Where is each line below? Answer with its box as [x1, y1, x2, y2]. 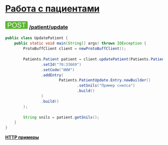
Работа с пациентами [5, 3, 100, 14]
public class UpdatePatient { [5, 35, 68, 40]
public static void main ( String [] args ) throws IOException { [14, 41, 146, 46]
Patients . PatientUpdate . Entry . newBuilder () [58, 78, 151, 83]
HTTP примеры [5, 134, 39, 140]
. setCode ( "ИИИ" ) [40, 67, 75, 72]
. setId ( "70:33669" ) [40, 62, 81, 67]
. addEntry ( [40, 72, 64, 77]
